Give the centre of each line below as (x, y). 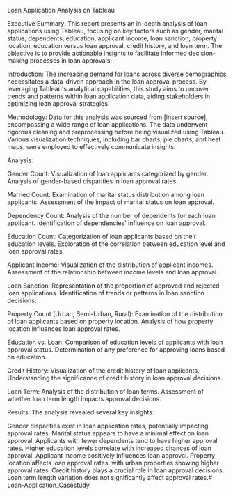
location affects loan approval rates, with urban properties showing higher (113, 463)
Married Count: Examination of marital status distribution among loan (106, 195)
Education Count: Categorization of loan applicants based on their (102, 237)
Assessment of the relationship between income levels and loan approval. (113, 272)
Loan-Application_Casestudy (48, 485)
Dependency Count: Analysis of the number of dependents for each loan (111, 216)
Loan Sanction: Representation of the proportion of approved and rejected (113, 286)
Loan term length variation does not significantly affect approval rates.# (110, 478)
